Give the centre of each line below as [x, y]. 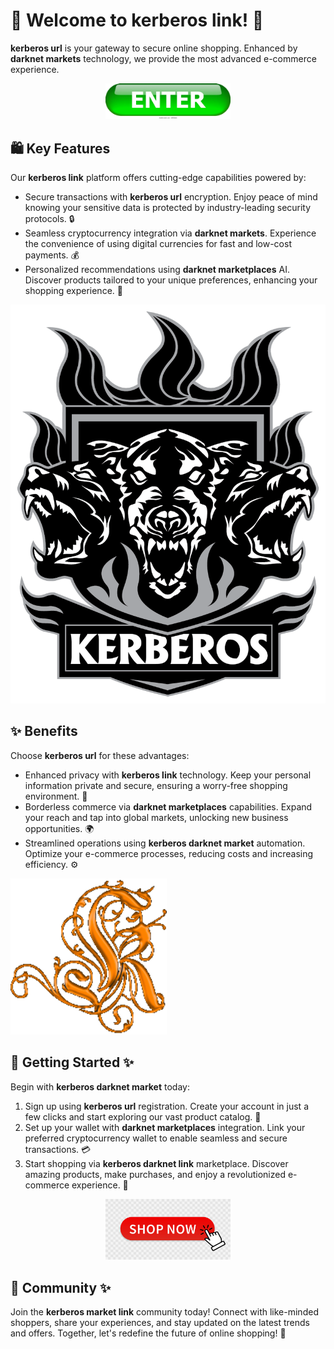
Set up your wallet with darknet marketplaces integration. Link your [165, 1127]
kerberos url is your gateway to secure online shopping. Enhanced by [154, 48]
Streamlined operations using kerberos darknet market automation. [165, 843]
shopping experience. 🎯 [73, 291]
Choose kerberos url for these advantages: [100, 755]
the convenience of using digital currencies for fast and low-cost [158, 244]
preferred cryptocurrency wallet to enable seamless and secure [156, 1138]
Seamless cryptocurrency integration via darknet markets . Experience [170, 233]
